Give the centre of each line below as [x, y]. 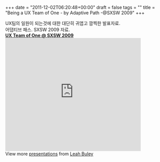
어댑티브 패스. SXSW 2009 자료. [38, 30]
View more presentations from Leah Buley [49, 154]
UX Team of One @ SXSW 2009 [39, 35]
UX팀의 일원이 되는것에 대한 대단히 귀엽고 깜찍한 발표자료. [63, 23]
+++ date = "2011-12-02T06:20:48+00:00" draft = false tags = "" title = [80, 7]
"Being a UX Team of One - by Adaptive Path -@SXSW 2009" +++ [75, 13]
